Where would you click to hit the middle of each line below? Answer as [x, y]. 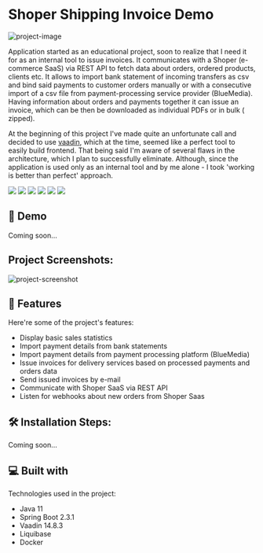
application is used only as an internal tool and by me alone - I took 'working [131, 167]
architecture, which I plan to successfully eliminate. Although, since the [123, 158]
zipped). [22, 118]
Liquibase [35, 534]
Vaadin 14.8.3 [41, 525]
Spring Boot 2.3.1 [47, 517]
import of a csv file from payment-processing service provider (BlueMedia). [131, 93]
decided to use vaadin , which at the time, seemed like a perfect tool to [122, 142]
